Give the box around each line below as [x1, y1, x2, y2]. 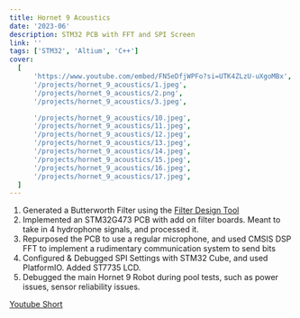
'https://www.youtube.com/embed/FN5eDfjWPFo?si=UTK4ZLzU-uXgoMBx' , [32, 72, 293, 81]
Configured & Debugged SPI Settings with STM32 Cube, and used [22, 253, 268, 264]
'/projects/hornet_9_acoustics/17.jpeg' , [32, 172, 192, 181]
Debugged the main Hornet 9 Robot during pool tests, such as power [22, 272, 279, 283]
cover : [9, 55, 34, 64]
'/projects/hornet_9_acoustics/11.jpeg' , [32, 122, 192, 131]
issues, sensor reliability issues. [22, 281, 141, 293]
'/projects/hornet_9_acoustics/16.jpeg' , [32, 163, 192, 172]
